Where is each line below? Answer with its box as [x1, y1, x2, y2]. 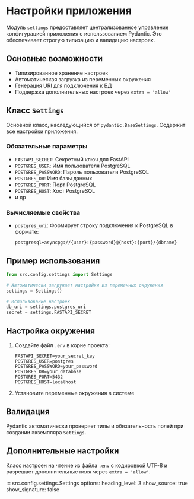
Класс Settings [6, 106, 64, 116]
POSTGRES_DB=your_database [14, 369, 82, 375]
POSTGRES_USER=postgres [14, 358, 74, 364]
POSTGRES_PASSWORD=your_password [14, 364, 98, 370]
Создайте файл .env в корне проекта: [14, 342, 110, 349]
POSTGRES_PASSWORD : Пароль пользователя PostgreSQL [14, 168, 150, 176]
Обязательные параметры [6, 142, 88, 151]
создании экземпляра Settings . [6, 428, 87, 436]
